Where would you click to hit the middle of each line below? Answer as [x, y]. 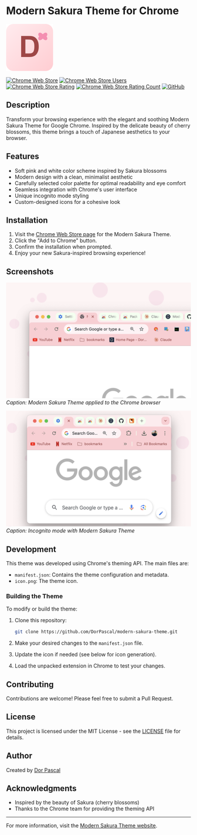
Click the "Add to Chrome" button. [56, 241]
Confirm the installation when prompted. [63, 247]
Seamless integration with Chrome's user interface [76, 189]
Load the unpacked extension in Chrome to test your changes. [90, 666]
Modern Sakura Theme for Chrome [93, 11]
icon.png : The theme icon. [46, 581]
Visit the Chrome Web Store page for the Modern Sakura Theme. [93, 234]
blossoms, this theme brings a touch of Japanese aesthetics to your [88, 132]
